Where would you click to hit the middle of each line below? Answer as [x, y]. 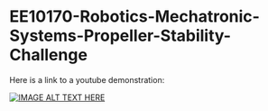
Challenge [49, 55]
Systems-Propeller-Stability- [120, 36]
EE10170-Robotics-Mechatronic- [134, 17]
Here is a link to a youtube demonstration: [87, 79]
